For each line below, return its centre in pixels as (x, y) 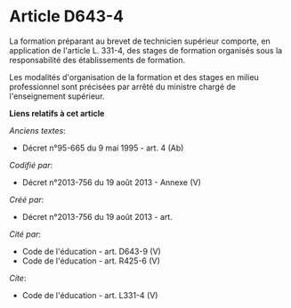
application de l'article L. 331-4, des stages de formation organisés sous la (146, 50)
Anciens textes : (38, 130)
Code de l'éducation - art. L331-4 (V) (90, 295)
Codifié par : (31, 165)
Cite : (18, 278)
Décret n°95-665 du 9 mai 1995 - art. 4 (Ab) (103, 148)
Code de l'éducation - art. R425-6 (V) (91, 261)
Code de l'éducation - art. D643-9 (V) (92, 251)
